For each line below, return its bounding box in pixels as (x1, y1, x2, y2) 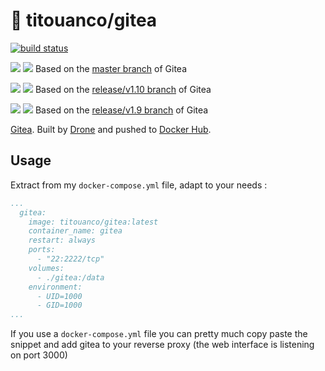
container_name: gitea (28, 226, 123, 236)
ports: (28, 245, 56, 255)
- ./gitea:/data (36, 272, 105, 283)
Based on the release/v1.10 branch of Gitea (34, 83, 212, 95)
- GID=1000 (36, 300, 83, 311)
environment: (28, 282, 83, 292)
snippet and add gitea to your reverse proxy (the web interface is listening (10, 339, 315, 351)
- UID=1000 (36, 291, 83, 301)
